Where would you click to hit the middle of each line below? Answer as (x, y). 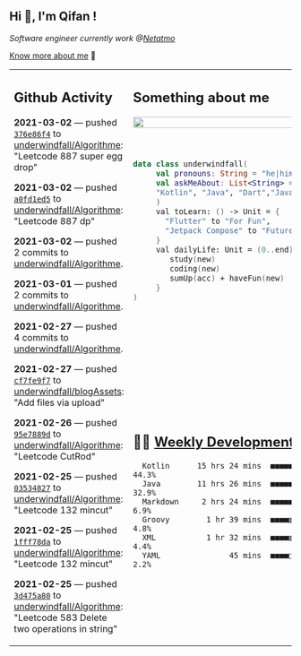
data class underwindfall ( (190, 164)
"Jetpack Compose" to (211, 231)
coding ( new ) (195, 269)
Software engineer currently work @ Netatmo (92, 38)
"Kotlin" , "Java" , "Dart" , (213, 193)
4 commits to (41, 338)
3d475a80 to (38, 595)
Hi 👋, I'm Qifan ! (53, 17)
